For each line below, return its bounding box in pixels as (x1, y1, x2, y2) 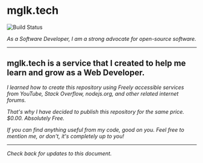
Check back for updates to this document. (7, 150, 112, 157)
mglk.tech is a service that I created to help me (7, 58, 186, 69)
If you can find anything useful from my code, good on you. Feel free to (7, 126, 184, 133)
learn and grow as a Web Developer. (7, 67, 145, 78)
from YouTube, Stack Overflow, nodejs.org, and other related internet (7, 90, 179, 97)
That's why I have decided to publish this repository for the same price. (7, 108, 184, 115)
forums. (7, 96, 27, 103)
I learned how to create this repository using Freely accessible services (7, 84, 184, 91)
